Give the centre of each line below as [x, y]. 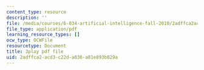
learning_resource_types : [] [43, 35]
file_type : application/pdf [42, 29]
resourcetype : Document [36, 46]
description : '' [27, 18]
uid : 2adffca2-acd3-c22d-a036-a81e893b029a [62, 57]
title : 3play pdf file [35, 52]
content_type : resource [36, 12]
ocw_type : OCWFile [29, 40]
